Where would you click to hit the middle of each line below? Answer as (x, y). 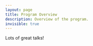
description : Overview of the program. (47, 19)
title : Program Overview (31, 14)
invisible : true (22, 24)
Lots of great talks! (25, 38)
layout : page (19, 10)
